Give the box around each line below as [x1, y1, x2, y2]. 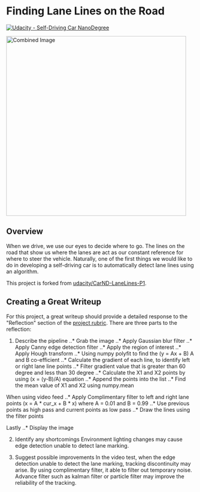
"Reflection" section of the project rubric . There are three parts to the [6, 319, 178, 326]
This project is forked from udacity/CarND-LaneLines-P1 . [6, 279, 147, 286]
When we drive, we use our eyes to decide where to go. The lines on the [6, 242, 185, 249]
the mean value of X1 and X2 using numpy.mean [14, 382, 135, 389]
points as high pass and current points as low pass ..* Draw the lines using [6, 406, 190, 413]
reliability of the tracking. [14, 479, 77, 486]
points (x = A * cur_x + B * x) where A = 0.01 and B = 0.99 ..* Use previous [6, 400, 190, 407]
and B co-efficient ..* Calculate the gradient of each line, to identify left [14, 356, 190, 363]
